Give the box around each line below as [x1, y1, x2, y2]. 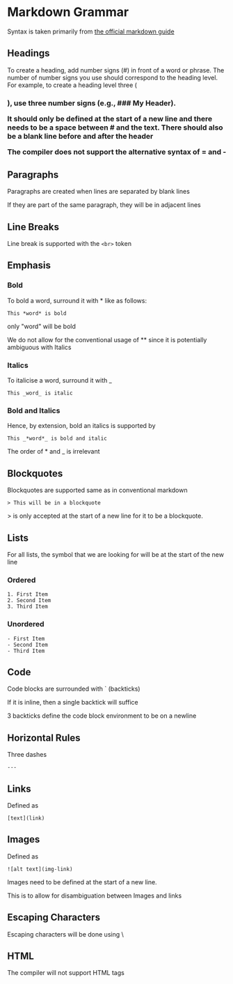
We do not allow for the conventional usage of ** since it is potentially [7, 335, 207, 344]
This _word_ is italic [7, 390, 73, 397]
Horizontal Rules [7, 732, 81, 744]
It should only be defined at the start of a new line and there [7, 114, 213, 124]
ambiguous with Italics [7, 343, 72, 351]
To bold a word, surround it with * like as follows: [7, 296, 147, 305]
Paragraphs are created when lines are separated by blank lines [7, 187, 190, 196]
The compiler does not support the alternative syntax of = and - [7, 147, 227, 157]
